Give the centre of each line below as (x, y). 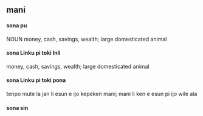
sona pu (17, 25)
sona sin (17, 107)
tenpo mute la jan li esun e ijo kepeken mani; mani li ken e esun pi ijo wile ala (102, 94)
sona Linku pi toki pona (36, 80)
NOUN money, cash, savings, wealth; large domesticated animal (87, 39)
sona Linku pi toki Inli (33, 53)
